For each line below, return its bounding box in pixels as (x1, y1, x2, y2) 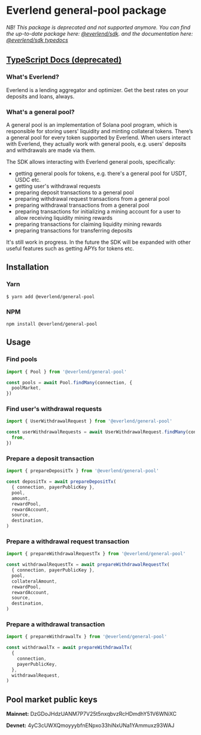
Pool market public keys (6, 694, 98, 705)
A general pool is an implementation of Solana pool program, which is (6, 121, 178, 128)
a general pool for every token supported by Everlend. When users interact (6, 134, 191, 141)
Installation (6, 262, 49, 272)
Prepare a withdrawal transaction (6, 620, 105, 628)
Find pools (6, 355, 38, 363)
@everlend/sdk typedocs (6, 36, 69, 44)
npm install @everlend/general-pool (6, 321, 98, 327)
